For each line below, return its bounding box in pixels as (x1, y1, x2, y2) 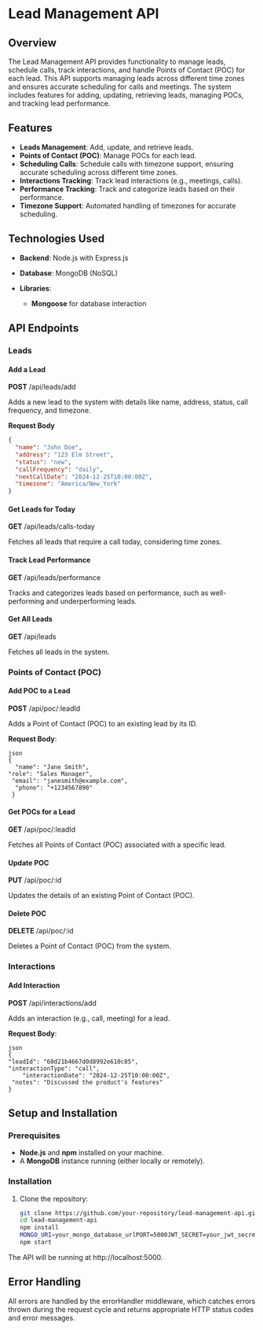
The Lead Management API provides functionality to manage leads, (8, 57, 226, 66)
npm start (19, 1239, 53, 1247)
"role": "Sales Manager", (8, 770, 93, 778)
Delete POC (8, 908, 47, 918)
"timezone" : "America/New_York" (15, 480, 122, 488)
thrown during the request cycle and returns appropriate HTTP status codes (8, 1304, 254, 1314)
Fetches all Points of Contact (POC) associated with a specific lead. (8, 840, 226, 850)
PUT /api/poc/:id (8, 875, 62, 885)
